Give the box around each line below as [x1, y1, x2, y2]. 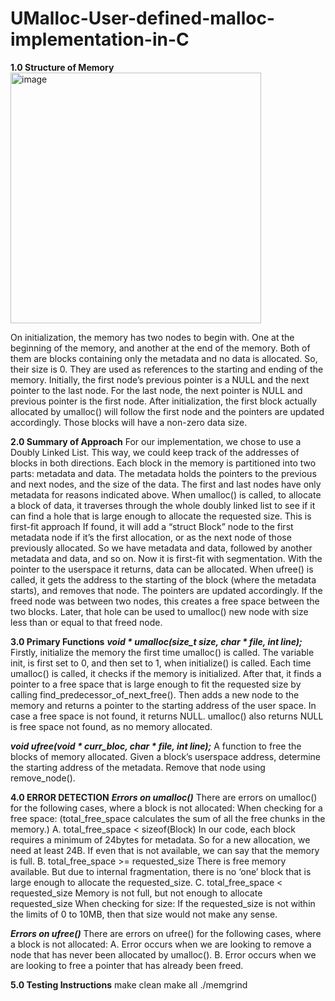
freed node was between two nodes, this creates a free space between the [10, 595, 320, 607]
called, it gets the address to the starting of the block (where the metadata [10, 573, 317, 586]
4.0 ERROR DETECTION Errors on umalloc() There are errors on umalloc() [10, 791, 318, 803]
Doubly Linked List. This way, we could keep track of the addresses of [10, 446, 300, 458]
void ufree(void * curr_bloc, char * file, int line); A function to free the [10, 740, 302, 752]
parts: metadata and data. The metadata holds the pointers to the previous [10, 467, 317, 479]
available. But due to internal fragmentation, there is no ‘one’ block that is [10, 865, 312, 877]
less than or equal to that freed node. [10, 616, 163, 628]
